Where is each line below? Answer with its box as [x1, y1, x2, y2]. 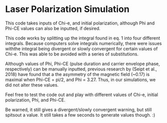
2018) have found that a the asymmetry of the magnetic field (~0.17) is [5, 71, 150, 77]
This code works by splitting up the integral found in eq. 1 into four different [5, 35, 160, 41]
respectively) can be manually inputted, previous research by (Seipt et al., [5, 66, 157, 72]
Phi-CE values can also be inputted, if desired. [5, 25, 101, 31]
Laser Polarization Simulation [5, 3, 130, 15]
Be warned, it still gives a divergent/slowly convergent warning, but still [5, 106, 152, 112]
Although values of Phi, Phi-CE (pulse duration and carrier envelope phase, [5, 60, 160, 66]
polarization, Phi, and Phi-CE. [5, 96, 66, 103]
